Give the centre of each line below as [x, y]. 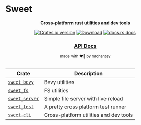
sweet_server [24, 99]
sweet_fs [18, 91]
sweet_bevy [21, 82]
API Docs [85, 46]
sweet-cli [20, 115]
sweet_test [21, 107]
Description [89, 74]
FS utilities [56, 91]
